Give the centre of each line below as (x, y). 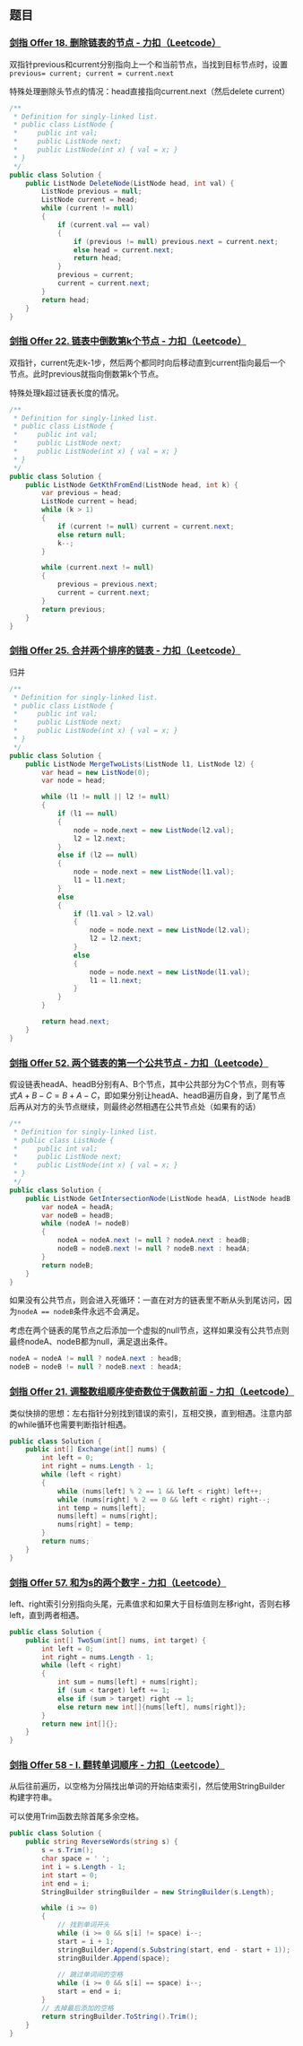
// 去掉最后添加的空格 (78, 2008)
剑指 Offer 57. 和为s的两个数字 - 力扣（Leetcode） (118, 1582)
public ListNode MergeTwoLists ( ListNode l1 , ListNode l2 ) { (140, 764)
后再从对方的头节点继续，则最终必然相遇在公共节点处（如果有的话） (135, 1106)
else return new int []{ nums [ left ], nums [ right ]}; (151, 1707)
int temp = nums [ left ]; (101, 1508)
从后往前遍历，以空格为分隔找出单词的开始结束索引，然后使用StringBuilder (147, 1786)
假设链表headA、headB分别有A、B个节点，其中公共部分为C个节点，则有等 (147, 1084)
